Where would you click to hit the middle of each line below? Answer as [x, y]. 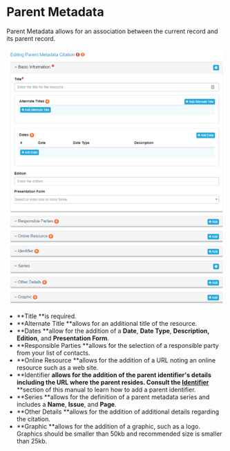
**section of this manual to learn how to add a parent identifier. [106, 389]
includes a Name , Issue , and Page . [66, 404]
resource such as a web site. [57, 367]
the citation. [33, 418]
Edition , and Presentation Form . [63, 338]
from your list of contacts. [53, 353]
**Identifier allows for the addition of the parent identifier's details [114, 375]
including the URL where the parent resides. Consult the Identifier [113, 382]
